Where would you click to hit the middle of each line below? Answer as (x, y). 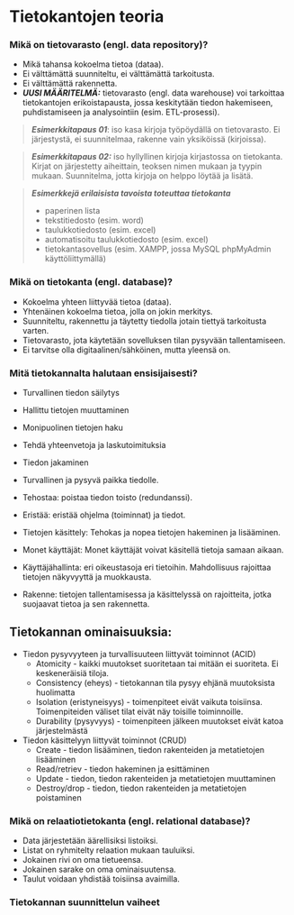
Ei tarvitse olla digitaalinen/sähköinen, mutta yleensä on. (126, 350)
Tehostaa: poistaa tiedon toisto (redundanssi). (107, 498)
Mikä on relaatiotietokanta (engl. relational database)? (130, 820)
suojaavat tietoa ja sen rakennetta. (86, 604)
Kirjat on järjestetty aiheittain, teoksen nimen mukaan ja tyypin (147, 166)
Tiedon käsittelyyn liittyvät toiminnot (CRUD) (104, 740)
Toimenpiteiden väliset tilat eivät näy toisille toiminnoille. (139, 711)
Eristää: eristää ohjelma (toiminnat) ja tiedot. (104, 515)
